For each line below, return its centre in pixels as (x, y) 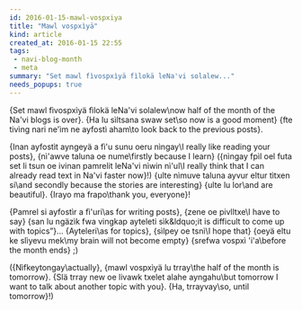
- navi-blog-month (48, 59)
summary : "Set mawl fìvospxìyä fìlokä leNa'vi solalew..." (122, 76)
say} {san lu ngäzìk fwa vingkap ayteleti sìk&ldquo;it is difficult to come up (147, 221)
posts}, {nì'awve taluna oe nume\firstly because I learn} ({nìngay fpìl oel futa (151, 156)
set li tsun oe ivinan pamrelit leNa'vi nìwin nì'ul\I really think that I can (137, 165)
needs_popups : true (46, 84)
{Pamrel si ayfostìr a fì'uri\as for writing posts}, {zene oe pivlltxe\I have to (145, 211)
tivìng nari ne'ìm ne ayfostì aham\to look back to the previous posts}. (136, 129)
